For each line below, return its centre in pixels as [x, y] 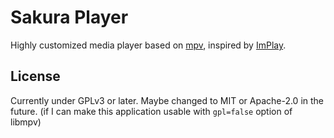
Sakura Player [69, 17]
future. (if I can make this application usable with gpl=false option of [151, 111]
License [35, 76]
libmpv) [26, 122]
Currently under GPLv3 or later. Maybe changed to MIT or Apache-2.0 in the [167, 100]
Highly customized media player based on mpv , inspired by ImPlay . [148, 45]
